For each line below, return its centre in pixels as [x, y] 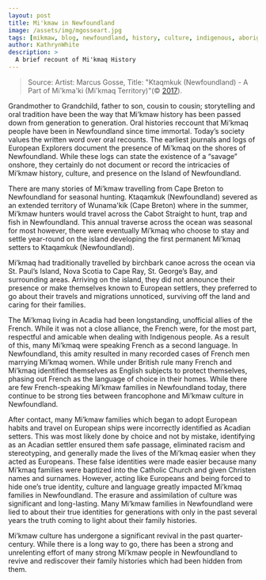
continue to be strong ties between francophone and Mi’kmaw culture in [126, 396]
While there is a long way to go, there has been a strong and [135, 544]
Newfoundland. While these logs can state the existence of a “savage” [123, 156]
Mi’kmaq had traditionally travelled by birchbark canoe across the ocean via [132, 263]
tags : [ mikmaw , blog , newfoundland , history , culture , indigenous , [122, 38]
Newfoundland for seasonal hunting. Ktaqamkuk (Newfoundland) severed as [133, 197]
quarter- [230, 536]
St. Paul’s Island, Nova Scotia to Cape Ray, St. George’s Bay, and [113, 271]
